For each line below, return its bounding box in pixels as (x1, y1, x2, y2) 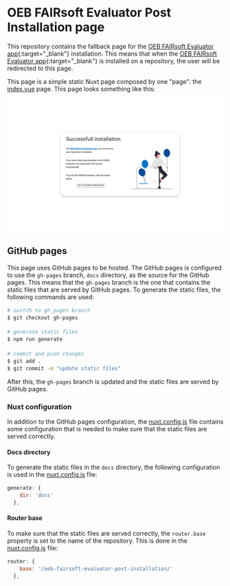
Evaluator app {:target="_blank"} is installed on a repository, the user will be (7, 56, 220, 65)
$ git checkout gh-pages (7, 314, 78, 321)
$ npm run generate (7, 336, 63, 343)
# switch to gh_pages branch (7, 307, 91, 314)
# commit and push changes (7, 351, 84, 358)
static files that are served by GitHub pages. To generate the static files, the (7, 285, 221, 294)
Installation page (7, 19, 105, 35)
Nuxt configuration (7, 402, 72, 411)
